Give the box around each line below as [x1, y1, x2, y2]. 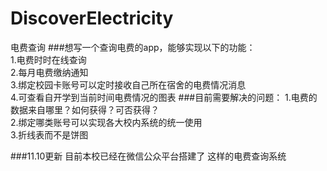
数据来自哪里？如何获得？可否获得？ [10, 103, 160, 116]
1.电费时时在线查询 [10, 53, 87, 66]
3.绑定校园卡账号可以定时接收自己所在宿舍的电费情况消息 [10, 78, 247, 91]
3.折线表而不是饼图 [10, 128, 89, 141]
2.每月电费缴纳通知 [10, 66, 89, 78]
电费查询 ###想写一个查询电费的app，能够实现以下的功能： [10, 41, 256, 53]
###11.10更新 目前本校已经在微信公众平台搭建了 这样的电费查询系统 [10, 150, 287, 162]
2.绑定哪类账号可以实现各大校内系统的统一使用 [10, 116, 203, 128]
